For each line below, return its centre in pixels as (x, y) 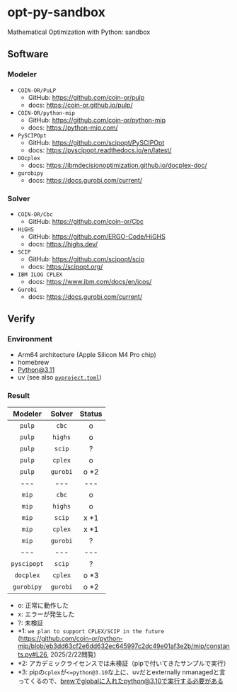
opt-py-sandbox (57, 12)
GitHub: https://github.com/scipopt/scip (86, 259)
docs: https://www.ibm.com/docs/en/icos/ (90, 281)
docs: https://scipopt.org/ (65, 266)
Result (19, 395)
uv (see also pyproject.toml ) (59, 377)
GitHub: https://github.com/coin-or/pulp (86, 97)
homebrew (33, 362)
